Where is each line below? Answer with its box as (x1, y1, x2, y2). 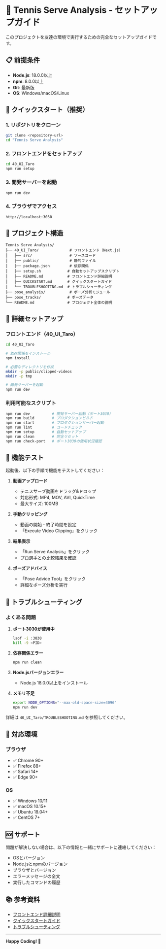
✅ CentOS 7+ (12, 814, 40, 820)
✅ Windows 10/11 (12, 798, 48, 804)
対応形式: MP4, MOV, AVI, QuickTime (20, 495, 95, 501)
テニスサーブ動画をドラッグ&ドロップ (20, 488, 97, 494)
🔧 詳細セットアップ (5, 314, 64, 323)
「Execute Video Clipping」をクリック (20, 528, 98, 534)
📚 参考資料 (5, 895, 40, 904)
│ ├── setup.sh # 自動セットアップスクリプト (5, 269, 120, 273)
